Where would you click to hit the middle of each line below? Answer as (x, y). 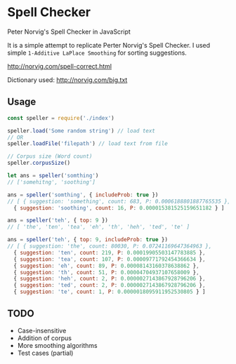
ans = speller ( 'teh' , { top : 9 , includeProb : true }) (88, 240)
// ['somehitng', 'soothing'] (52, 182)
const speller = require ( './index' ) (61, 118)
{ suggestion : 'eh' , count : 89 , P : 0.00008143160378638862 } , (106, 266)
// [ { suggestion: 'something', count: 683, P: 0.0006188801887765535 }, (119, 201)
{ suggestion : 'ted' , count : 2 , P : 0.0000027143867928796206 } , (110, 285)
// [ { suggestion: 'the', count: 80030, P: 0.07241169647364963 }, (110, 246)
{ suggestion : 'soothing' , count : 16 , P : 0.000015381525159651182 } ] (119, 208)
